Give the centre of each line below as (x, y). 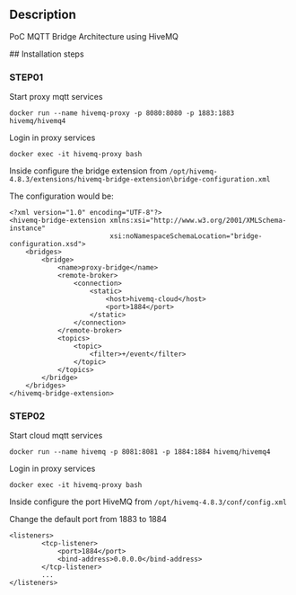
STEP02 (27, 416)
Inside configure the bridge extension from (88, 171)
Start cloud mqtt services (56, 436)
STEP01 (26, 77)
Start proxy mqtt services (56, 97)
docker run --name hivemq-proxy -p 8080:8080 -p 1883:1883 (122, 113)
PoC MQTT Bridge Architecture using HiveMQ (94, 36)
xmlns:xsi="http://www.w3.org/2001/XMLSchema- (198, 221)
